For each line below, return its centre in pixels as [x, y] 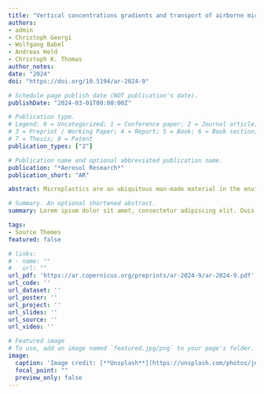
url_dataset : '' [35, 290]
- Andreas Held [33, 52]
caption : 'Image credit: [56, 363]
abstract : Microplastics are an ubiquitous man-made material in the [125, 190]
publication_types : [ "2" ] [50, 146]
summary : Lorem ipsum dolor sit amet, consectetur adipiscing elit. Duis [132, 211]
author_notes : [31, 67]
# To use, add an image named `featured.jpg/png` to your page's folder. [132, 348]
